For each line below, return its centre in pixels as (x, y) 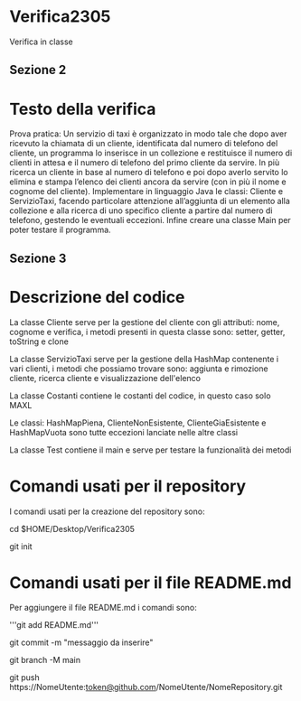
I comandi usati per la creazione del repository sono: (107, 511)
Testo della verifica (83, 109)
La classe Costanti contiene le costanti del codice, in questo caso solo (140, 396)
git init (21, 546)
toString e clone (39, 341)
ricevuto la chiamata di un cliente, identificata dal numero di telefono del (144, 144)
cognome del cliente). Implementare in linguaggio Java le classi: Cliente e (146, 192)
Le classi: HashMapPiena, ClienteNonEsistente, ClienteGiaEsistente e (138, 423)
